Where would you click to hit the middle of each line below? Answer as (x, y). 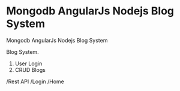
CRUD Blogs (30, 69)
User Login (28, 63)
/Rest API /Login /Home (35, 81)
